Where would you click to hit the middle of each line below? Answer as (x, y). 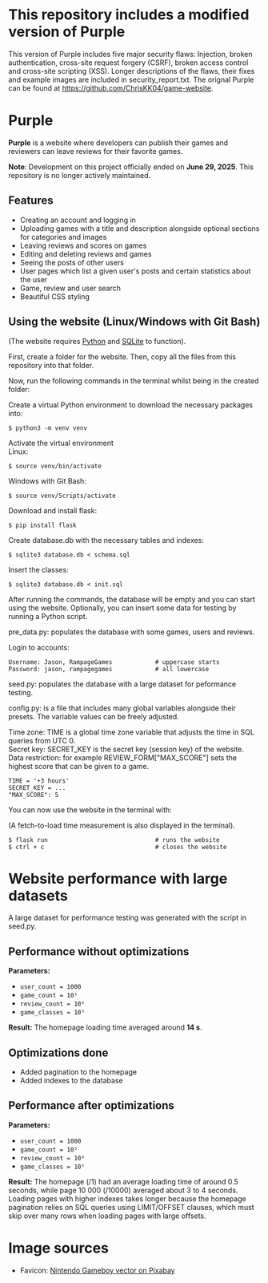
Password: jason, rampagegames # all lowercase (109, 669)
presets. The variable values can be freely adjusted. (94, 716)
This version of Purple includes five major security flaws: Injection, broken (131, 54)
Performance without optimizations (99, 951)
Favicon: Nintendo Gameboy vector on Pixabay (97, 1270)
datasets (38, 895)
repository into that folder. (51, 365)
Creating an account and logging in (78, 220)
